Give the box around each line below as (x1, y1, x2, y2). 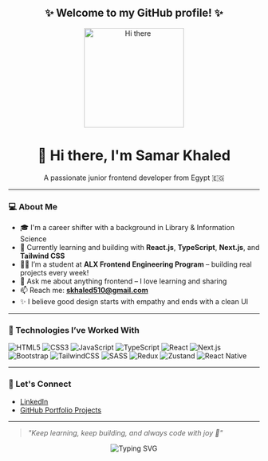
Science (19, 234, 47, 244)
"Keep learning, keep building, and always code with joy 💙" (27, 428, 223, 437)
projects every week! (19, 268, 89, 278)
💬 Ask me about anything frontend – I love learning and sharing (19, 276, 227, 286)
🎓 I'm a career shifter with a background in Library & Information (19, 223, 235, 232)
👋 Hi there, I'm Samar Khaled (37, 147, 231, 164)
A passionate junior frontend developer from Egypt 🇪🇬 (43, 173, 225, 182)
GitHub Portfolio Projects (19, 405, 102, 415)
